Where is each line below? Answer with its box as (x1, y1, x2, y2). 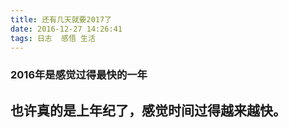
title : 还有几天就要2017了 (10, 14, 112, 25)
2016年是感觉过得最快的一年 (10, 68, 148, 82)
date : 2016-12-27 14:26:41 (10, 24, 123, 34)
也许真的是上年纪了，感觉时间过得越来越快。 (10, 102, 287, 119)
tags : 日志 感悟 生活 (10, 33, 96, 43)
